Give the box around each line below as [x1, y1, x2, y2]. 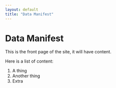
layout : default [5, 7, 38, 12]
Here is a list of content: [5, 58, 54, 64]
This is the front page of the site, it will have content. [5, 49, 112, 55]
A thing [12, 68, 27, 74]
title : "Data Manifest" [5, 12, 54, 17]
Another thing [12, 73, 40, 79]
